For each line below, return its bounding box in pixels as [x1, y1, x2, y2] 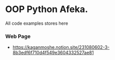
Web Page [5, 33, 31, 40]
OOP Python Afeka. [5, 4, 88, 15]
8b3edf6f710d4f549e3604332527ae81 [12, 49, 94, 56]
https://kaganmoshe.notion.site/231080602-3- [12, 44, 110, 50]
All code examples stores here [5, 20, 68, 26]
